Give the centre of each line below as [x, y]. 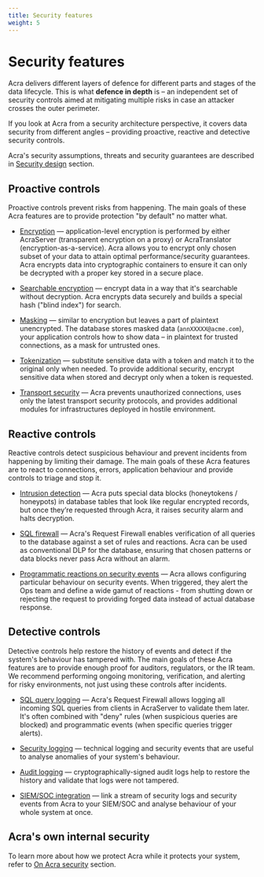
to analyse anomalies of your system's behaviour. [100, 757]
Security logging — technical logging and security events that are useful [136, 748]
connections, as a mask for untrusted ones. [90, 345]
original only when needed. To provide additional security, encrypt [127, 369]
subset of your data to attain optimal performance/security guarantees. [134, 256]
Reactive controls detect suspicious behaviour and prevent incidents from [128, 453]
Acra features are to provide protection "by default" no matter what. [118, 216]
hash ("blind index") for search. [70, 305]
